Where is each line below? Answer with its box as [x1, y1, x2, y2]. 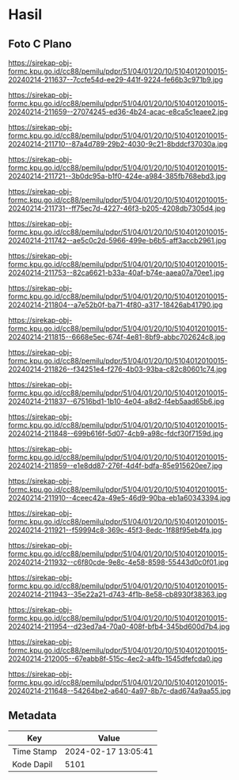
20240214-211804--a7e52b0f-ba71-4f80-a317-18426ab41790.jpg [8, 300, 223, 310]
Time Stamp [12, 746, 58, 757]
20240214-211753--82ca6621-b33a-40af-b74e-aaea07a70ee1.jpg [8, 268, 225, 277]
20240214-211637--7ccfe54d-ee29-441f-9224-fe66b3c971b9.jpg [8, 75, 223, 84]
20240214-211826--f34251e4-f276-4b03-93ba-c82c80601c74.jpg [8, 364, 227, 374]
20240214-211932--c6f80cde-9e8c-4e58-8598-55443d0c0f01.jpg [8, 557, 230, 567]
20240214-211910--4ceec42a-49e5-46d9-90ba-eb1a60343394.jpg [8, 493, 231, 502]
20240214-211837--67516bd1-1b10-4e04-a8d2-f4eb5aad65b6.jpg [8, 397, 225, 405]
